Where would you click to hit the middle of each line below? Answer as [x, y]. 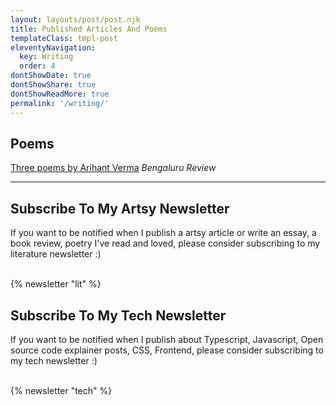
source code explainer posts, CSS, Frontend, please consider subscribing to [167, 350]
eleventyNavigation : [53, 47]
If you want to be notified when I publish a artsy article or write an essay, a [163, 233]
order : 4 [37, 66]
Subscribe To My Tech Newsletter [118, 315]
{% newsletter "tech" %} [61, 390]
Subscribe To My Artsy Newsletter [120, 208]
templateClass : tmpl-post [64, 38]
